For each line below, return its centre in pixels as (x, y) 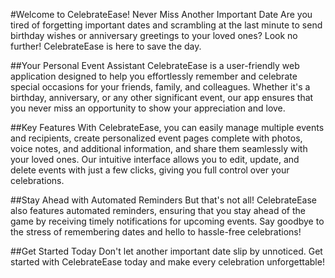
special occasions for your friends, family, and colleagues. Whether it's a (160, 87)
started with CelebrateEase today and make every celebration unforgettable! (167, 262)
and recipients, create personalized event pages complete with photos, (156, 138)
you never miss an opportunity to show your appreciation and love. (148, 108)
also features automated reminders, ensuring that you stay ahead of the (158, 210)
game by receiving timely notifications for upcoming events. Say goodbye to (167, 221)
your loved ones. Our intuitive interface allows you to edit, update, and (155, 159)
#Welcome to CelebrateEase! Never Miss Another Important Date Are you (161, 14)
